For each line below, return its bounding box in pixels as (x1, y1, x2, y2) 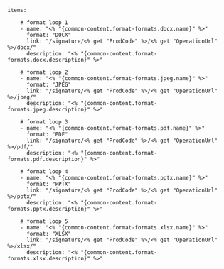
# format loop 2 (20, 69, 69, 76)
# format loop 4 (20, 168, 69, 175)
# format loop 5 (20, 218, 69, 225)
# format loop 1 (20, 19, 69, 26)
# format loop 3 (20, 119, 69, 126)
